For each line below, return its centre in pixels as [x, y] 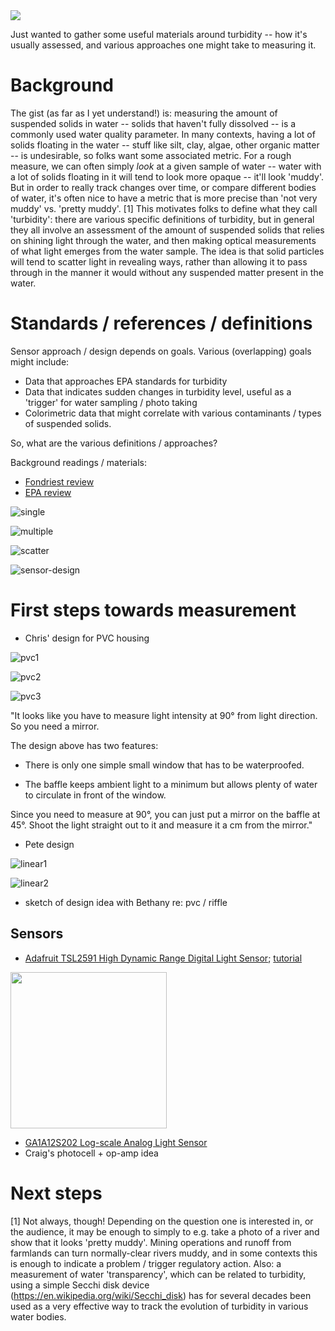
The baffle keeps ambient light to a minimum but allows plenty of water [171, 784]
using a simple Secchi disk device [80, 1285]
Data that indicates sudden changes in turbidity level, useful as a [158, 391]
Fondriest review [59, 481]
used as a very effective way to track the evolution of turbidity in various [159, 1306]
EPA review [48, 492]
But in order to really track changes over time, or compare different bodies [163, 187]
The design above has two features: [84, 745]
